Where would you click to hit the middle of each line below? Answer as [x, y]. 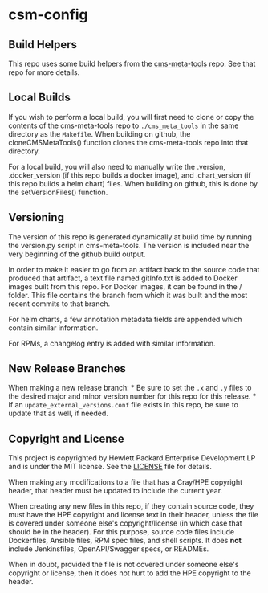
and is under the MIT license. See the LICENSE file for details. [110, 467]
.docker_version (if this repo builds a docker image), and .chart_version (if [130, 175]
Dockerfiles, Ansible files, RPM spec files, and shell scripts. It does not [125, 541]
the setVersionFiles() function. [58, 192]
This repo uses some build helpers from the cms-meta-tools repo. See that [132, 63]
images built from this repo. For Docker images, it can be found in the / [125, 286]
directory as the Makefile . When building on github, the [99, 133]
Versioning [36, 217]
